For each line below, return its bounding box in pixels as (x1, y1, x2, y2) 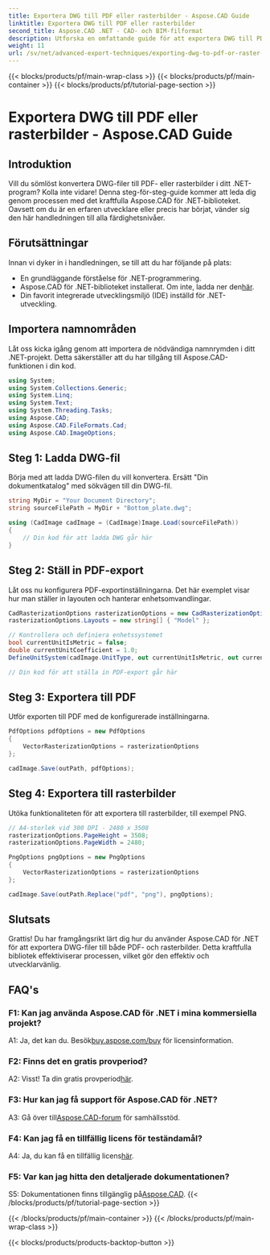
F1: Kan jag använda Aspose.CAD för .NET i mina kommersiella (8, 1007, 257, 1018)
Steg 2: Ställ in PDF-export (8, 563, 144, 577)
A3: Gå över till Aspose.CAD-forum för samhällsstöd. (8, 1112, 181, 1122)
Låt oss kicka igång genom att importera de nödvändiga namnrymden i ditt (8, 343, 256, 353)
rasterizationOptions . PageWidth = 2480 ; (8, 839, 146, 847)
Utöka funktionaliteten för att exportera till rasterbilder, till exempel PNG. (8, 808, 247, 818)
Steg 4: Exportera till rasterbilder (8, 787, 177, 800)
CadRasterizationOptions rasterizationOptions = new (8, 609, 189, 617)
